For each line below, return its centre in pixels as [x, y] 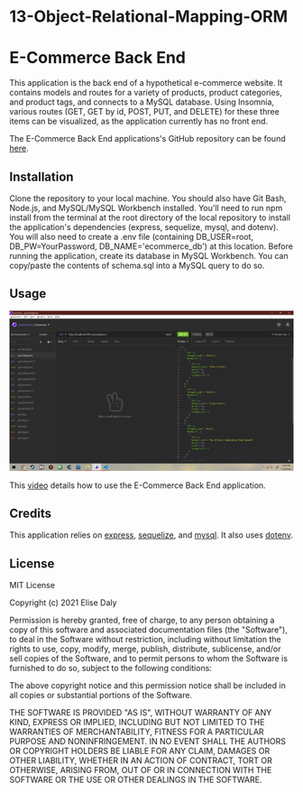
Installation [41, 176]
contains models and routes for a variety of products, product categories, [146, 93]
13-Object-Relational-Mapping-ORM [149, 17]
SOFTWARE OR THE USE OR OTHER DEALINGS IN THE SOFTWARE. [136, 780]
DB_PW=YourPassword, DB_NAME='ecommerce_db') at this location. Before [151, 246]
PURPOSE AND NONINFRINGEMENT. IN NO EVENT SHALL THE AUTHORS [148, 741]
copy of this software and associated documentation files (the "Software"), [149, 630]
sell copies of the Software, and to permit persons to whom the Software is [149, 658]
